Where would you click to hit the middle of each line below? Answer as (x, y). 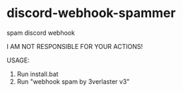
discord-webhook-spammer (91, 13)
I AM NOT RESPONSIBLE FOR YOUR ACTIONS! (75, 46)
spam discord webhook (41, 33)
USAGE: (18, 60)
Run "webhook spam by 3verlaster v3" (73, 81)
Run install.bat (37, 74)
